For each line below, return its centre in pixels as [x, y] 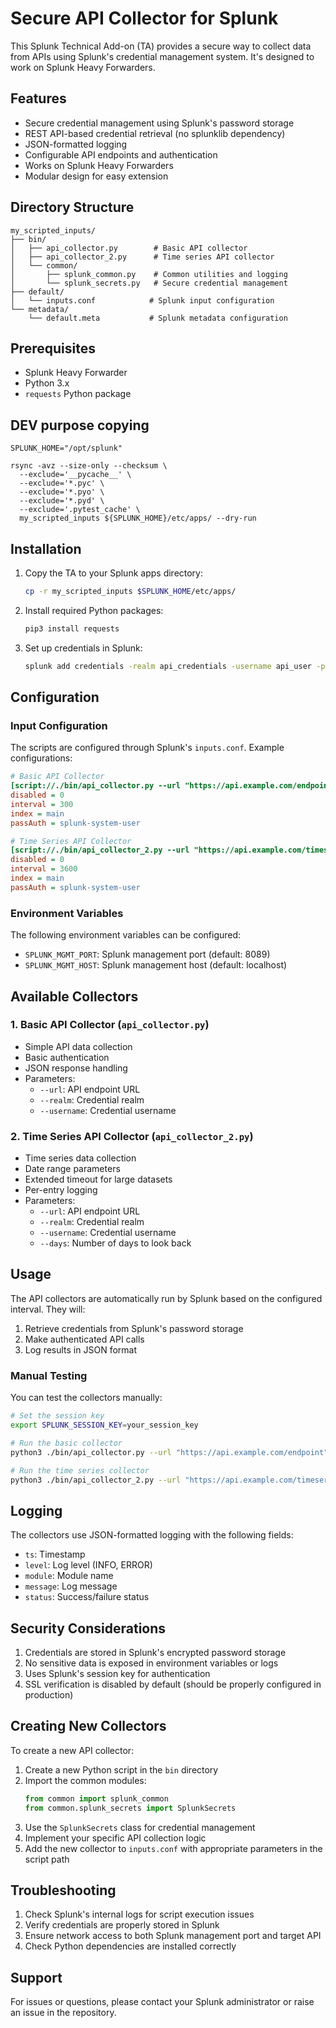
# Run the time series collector [80, 1470]
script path [47, 1859]
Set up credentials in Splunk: [83, 648]
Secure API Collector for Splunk [144, 18]
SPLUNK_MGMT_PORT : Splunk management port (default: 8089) [147, 954]
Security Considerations [88, 1628]
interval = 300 [42, 804]
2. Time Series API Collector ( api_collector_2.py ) [132, 1136]
